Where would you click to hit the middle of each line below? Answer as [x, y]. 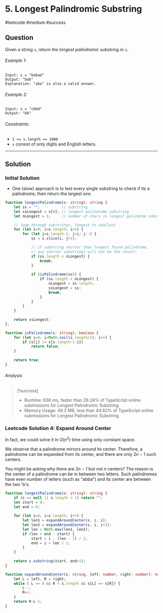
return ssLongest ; [32, 320]
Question [19, 38]
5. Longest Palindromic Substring [73, 9]
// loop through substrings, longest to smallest [65, 225]
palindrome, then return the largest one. [52, 194]
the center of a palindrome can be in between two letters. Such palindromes [81, 474]
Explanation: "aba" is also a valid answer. [51, 84]
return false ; [45, 346]
